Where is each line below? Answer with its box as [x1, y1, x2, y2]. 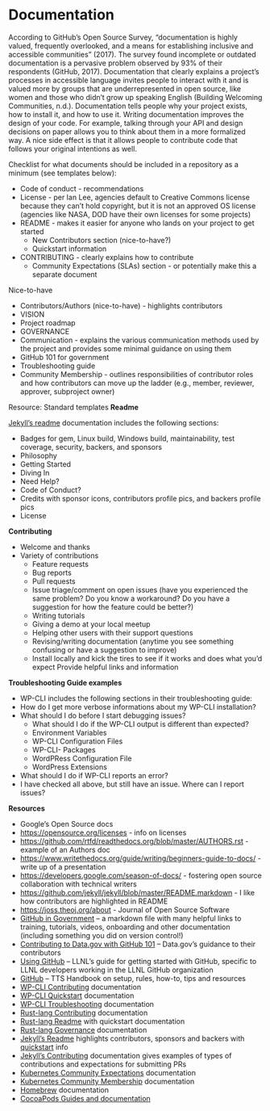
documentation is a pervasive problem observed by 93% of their [8, 58, 223, 68]
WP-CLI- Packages [31, 744, 96, 754]
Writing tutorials [31, 610, 85, 620]
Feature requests [31, 559, 89, 568]
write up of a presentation [19, 862, 106, 871]
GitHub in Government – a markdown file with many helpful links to [19, 913, 242, 923]
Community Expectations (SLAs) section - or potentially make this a [31, 261, 257, 270]
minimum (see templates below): [8, 168, 117, 178]
